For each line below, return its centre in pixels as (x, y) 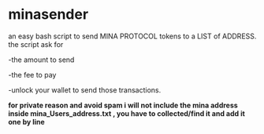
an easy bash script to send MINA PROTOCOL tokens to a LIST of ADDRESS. (132, 36)
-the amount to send (41, 60)
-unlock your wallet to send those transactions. (85, 90)
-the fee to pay (32, 74)
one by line (26, 121)
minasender (48, 14)
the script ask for (36, 44)
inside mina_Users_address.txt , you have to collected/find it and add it (127, 113)
